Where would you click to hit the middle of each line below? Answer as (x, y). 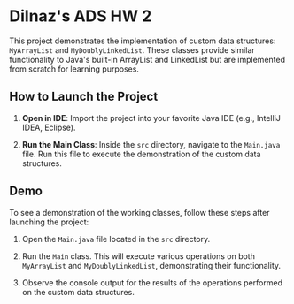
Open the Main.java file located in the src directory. (116, 239)
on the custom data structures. (78, 292)
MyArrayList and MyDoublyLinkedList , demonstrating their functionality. (151, 265)
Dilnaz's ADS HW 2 (81, 16)
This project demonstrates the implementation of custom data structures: (143, 41)
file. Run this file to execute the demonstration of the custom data (141, 154)
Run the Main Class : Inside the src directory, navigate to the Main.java (151, 144)
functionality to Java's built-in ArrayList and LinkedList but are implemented (147, 59)
